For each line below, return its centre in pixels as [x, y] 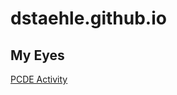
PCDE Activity [39, 79]
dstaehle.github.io [88, 18]
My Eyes [37, 55]
